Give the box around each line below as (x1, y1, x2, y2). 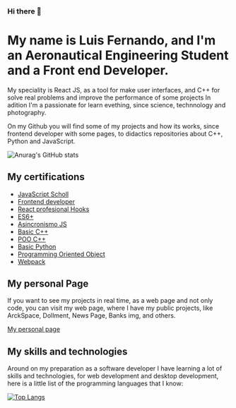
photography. (7, 108, 47, 116)
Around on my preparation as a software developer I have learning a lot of (7, 364, 223, 373)
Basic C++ (17, 227, 49, 236)
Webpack (17, 257, 46, 265)
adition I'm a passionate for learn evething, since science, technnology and (7, 100, 226, 109)
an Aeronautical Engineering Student (7, 47, 229, 64)
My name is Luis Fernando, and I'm (7, 32, 216, 49)
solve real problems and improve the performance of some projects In (7, 93, 211, 102)
